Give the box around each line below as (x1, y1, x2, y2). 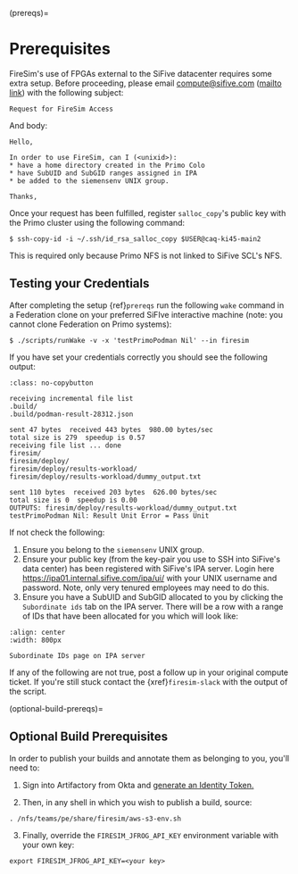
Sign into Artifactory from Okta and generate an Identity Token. (21, 779, 254, 790)
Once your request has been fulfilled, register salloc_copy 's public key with (9, 207, 286, 218)
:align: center (9, 628, 66, 637)
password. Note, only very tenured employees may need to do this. (21, 582, 269, 593)
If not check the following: (9, 527, 105, 537)
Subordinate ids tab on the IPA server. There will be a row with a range (21, 601, 284, 612)
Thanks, (9, 192, 38, 201)
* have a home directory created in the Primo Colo (9, 161, 205, 170)
